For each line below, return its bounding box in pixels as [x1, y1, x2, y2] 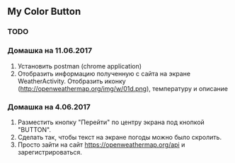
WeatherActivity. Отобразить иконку [17, 77, 126, 85]
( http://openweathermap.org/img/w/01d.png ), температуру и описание [17, 84, 229, 92]
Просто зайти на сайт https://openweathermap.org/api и [17, 140, 185, 149]
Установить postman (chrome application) [17, 61, 142, 70]
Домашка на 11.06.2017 [7, 46, 93, 56]
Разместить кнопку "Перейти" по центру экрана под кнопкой [17, 118, 205, 126]
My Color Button [7, 6, 81, 18]
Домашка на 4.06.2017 [7, 102, 91, 111]
